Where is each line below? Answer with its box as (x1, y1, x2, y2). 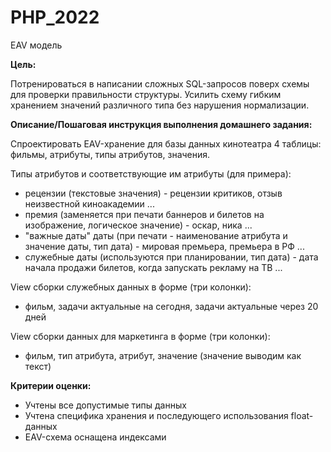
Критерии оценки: (10, 379, 92, 391)
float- (290, 409, 314, 421)
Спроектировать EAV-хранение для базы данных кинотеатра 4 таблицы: (10, 137, 322, 150)
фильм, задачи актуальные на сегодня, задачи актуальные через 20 (24, 300, 319, 312)
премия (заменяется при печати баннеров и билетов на (24, 208, 265, 220)
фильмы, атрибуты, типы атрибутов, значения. (10, 148, 211, 160)
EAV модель (10, 39, 63, 51)
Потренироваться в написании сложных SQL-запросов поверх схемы (10, 77, 310, 90)
